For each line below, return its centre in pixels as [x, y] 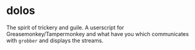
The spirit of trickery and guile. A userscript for [65, 27]
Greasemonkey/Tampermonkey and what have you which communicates [97, 34]
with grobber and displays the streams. [55, 40]
